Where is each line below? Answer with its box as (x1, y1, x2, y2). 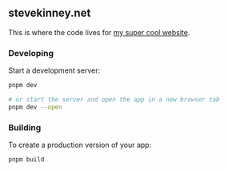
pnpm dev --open (8, 103, 62, 111)
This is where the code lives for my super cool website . (8, 27, 190, 37)
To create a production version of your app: (8, 140, 152, 150)
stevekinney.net (8, 6, 91, 20)
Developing (8, 47, 54, 58)
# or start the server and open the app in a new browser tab (8, 95, 220, 103)
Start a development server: (8, 66, 101, 75)
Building (8, 121, 42, 133)
